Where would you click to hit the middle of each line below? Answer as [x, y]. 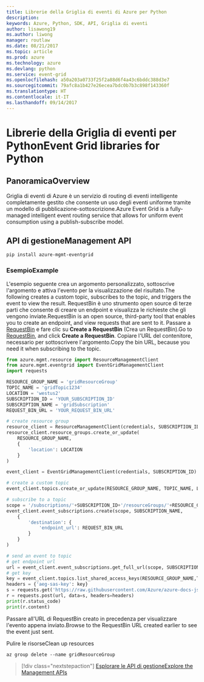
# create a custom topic [38, 483]
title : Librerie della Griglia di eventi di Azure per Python [87, 12]
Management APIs [44, 672]
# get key [19, 573]
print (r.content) [28, 607]
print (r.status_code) [34, 601]
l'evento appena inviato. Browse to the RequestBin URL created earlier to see [102, 625]
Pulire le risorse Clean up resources [50, 643]
